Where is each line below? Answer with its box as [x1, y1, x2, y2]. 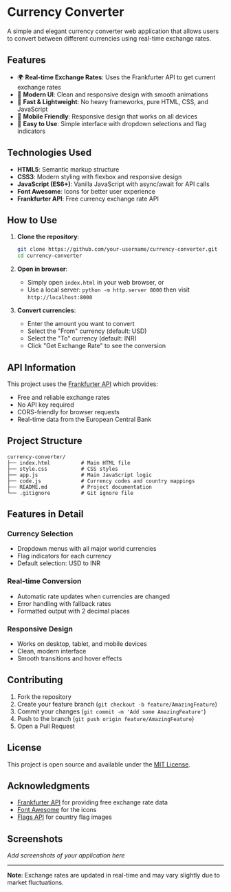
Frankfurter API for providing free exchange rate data [16, 798, 168, 807]
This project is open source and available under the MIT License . [7, 760, 191, 769]
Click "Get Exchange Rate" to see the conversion [27, 342, 166, 350]
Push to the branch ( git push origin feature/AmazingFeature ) [16, 714, 195, 722]
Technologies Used [7, 147, 91, 159]
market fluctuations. [7, 878, 64, 886]
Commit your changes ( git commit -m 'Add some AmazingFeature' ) [16, 707, 206, 716]
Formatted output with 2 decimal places [16, 607, 130, 615]
